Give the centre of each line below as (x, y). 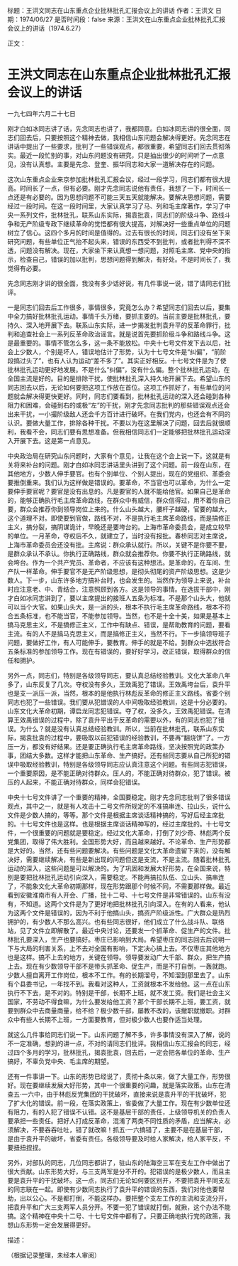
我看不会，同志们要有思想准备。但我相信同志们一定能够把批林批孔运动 (122, 432)
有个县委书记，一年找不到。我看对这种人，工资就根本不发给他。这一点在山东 (119, 984)
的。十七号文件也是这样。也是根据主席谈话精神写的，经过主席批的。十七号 (116, 824)
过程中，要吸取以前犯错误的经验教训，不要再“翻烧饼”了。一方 (140, 738)
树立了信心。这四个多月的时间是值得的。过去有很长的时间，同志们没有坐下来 (119, 233)
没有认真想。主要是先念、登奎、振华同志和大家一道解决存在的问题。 (119, 164)
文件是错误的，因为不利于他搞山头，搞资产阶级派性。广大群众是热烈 (131, 913)
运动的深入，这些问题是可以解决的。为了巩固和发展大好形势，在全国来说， (116, 868)
